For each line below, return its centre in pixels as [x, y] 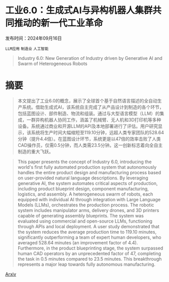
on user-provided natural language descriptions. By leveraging [83, 178]
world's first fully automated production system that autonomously [87, 167]
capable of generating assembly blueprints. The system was [81, 215]
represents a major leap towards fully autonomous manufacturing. [87, 264]
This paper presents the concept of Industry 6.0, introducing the [85, 162]
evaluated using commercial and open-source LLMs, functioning [85, 221]
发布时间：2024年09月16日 [34, 38]
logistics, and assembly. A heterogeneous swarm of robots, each [85, 194]
